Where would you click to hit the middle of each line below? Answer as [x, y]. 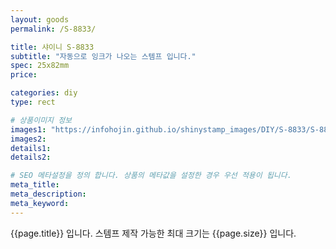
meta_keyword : [40, 203]
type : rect [33, 102]
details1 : [31, 148]
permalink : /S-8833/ [53, 29]
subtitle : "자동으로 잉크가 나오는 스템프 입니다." [103, 56]
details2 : [31, 157]
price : [24, 75]
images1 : [28, 129]
